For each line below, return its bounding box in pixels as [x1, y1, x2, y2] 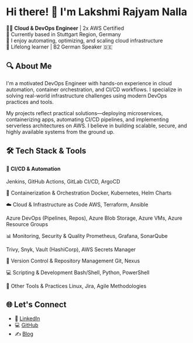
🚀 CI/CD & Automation [6, 165, 61, 172]
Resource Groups [6, 221, 49, 228]
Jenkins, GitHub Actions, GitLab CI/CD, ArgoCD [6, 178, 120, 185]
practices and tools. [6, 98, 54, 105]
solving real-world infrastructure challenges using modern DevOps [6, 92, 167, 99]
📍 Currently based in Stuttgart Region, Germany [6, 30, 121, 37]
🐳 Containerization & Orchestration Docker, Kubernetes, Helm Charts [6, 189, 172, 196]
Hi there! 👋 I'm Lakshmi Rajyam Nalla [6, 5, 187, 19]
